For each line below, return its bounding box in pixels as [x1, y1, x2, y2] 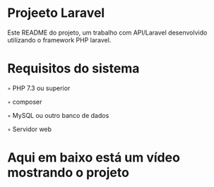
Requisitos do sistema [7, 61, 140, 77]
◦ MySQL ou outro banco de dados [7, 111, 109, 119]
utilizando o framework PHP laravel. [7, 35, 112, 44]
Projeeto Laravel [7, 5, 105, 21]
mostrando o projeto [7, 164, 129, 181]
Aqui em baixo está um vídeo [7, 150, 180, 166]
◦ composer [7, 97, 42, 106]
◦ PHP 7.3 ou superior [7, 83, 71, 92]
